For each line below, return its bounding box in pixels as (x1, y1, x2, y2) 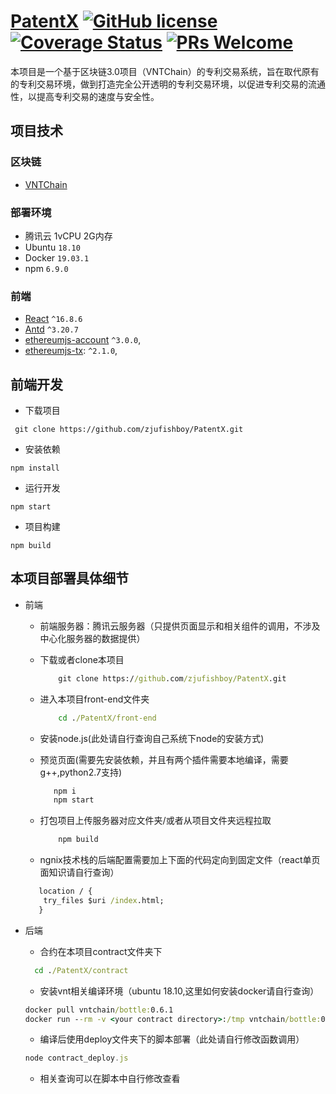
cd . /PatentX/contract (34, 965, 129, 975)
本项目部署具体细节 (10, 570, 129, 587)
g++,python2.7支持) (39, 766, 123, 778)
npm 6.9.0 (24, 262, 69, 274)
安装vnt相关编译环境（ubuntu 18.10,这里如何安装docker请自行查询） (39, 985, 320, 997)
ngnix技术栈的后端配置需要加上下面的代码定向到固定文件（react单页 (39, 854, 321, 866)
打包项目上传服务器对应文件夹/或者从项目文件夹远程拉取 (39, 815, 272, 827)
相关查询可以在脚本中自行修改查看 (39, 1073, 181, 1085)
